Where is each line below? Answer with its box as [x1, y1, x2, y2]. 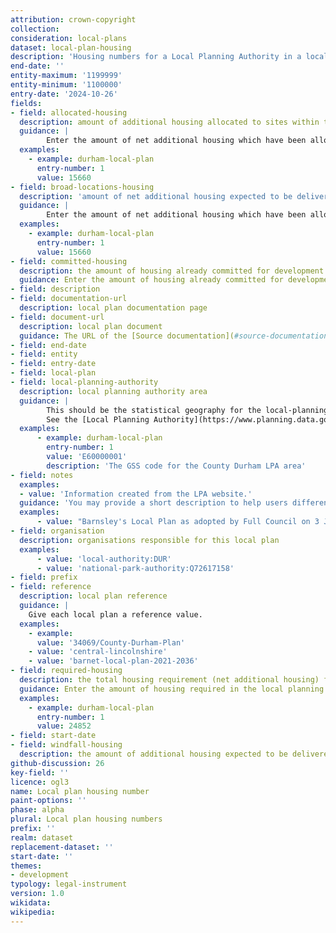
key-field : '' [10, 767, 70, 778]
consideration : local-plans [10, 33, 128, 43]
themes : [10, 861, 43, 871]
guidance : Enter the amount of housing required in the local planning [19, 684, 325, 694]
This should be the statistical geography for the [46, 405, 262, 415]
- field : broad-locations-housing [10, 182, 155, 192]
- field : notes [10, 470, 74, 480]
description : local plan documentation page [19, 303, 208, 313]
